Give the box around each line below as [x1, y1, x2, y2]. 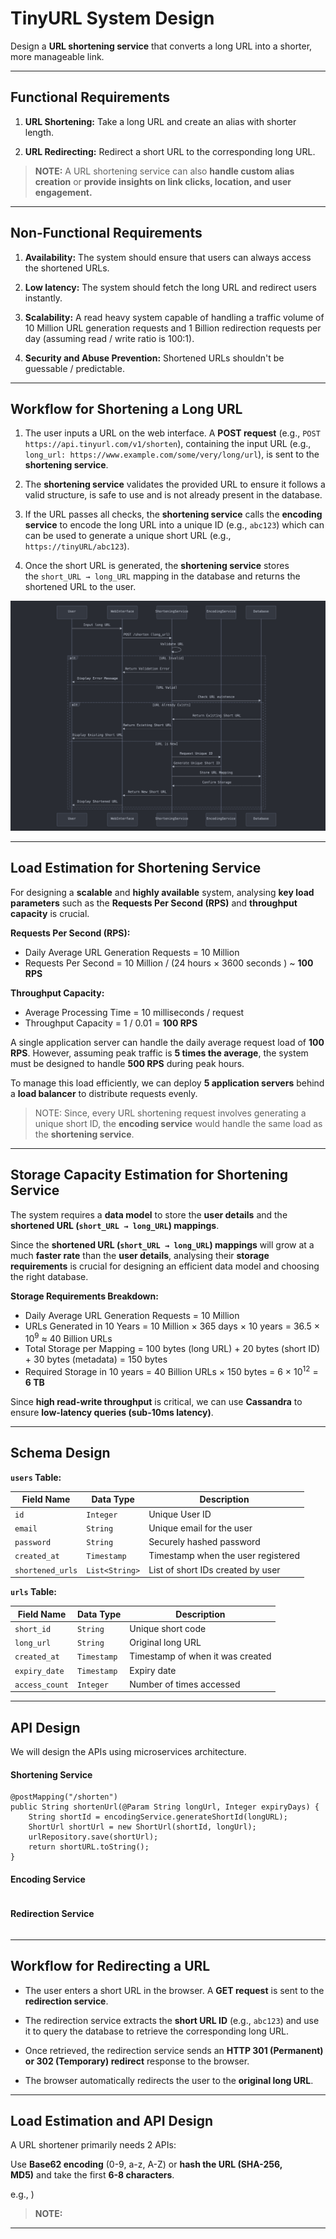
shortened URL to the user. [24, 581, 137, 593]
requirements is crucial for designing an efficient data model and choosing [10, 1260, 320, 1272]
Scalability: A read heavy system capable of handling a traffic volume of [24, 311, 325, 323]
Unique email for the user [148, 1522, 253, 1534]
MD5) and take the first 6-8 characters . [10, 2169, 175, 2181]
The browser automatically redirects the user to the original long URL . [24, 2074, 314, 2086]
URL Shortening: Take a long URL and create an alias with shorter [24, 115, 297, 127]
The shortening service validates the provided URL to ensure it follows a [24, 478, 326, 491]
